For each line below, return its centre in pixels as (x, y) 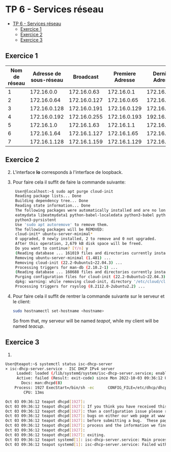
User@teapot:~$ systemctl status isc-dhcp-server (59, 364)
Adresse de (47, 74)
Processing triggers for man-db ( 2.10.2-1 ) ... (66, 267)
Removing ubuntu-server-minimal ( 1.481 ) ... (63, 258)
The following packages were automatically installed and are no (86, 211)
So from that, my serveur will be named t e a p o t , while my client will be (85, 321)
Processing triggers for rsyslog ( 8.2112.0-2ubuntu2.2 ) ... (80, 287)
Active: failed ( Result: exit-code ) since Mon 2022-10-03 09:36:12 (90, 378)
